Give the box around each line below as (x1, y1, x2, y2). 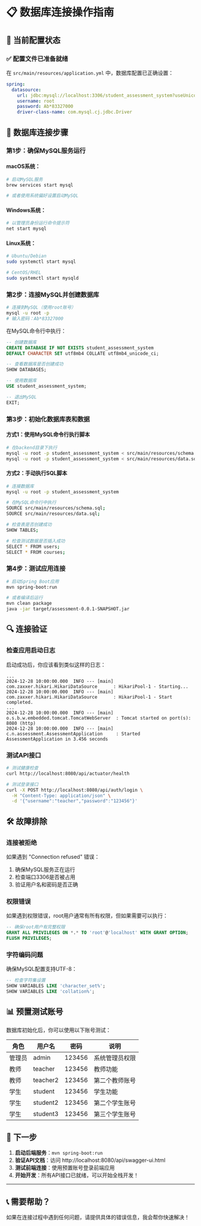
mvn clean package (6, 601, 52, 607)
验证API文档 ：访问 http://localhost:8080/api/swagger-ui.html (14, 1156, 166, 1164)
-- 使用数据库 (6, 377, 37, 384)
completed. (6, 699, 33, 705)
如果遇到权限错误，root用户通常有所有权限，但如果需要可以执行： (6, 912, 169, 919)
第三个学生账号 (93, 1110, 136, 1118)
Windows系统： (6, 206, 46, 214)
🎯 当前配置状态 (6, 35, 61, 45)
